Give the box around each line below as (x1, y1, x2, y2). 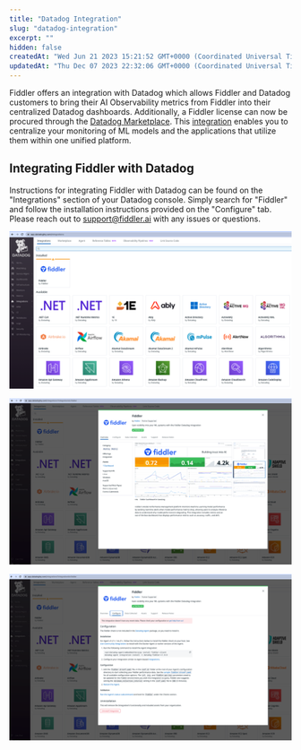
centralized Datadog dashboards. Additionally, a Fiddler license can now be (9, 107, 288, 116)
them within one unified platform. (9, 135, 132, 145)
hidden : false (9, 43, 63, 52)
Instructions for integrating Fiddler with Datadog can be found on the (9, 185, 263, 195)
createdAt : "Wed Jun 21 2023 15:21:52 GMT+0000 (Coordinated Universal (9, 52, 282, 62)
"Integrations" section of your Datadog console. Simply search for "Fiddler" (9, 194, 288, 205)
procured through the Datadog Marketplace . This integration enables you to (9, 116, 288, 126)
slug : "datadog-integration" (9, 23, 118, 33)
